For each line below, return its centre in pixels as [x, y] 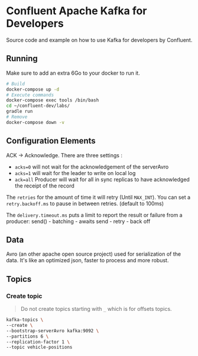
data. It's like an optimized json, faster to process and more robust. [87, 260]
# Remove [17, 117]
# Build [16, 84]
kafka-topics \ [25, 320]
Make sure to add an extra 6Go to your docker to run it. [73, 73]
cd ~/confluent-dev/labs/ [38, 106]
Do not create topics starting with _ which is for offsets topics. [96, 309]
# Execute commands [30, 95]
